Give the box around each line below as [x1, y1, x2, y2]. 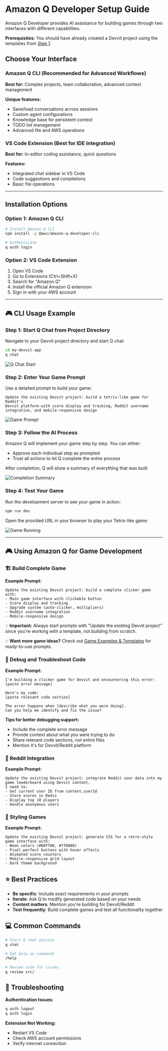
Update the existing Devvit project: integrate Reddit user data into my [5, 775, 162, 780]
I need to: [5, 784, 28, 789]
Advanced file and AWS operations [12, 127, 85, 133]
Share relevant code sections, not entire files [12, 736, 105, 743]
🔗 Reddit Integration [5, 754, 55, 761]
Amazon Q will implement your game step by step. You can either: [5, 440, 141, 446]
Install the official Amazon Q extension [12, 284, 92, 290]
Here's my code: [5, 690, 39, 695]
